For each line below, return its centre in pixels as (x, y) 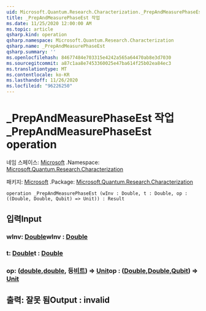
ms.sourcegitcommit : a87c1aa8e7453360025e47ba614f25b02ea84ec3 (89, 63)
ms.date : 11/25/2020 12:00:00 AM (49, 23)
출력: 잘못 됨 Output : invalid (58, 300)
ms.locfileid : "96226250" (39, 86)
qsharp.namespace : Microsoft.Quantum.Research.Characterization (90, 40)
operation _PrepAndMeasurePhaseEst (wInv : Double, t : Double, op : (97, 193)
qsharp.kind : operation (37, 35)
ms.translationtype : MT (37, 69)
